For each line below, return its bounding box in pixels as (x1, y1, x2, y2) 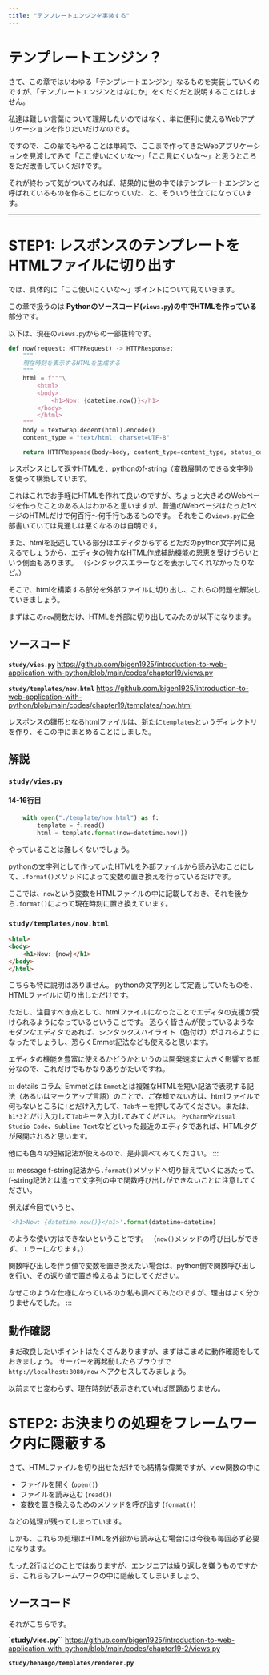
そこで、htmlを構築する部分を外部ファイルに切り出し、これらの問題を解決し (8, 584, 261, 594)
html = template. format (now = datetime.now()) (37, 829, 188, 837)
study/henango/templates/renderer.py (8, 1659, 134, 1667)
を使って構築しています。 (8, 473, 92, 483)
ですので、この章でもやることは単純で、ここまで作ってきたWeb (8, 141, 219, 151)
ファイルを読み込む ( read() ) (19, 1490, 112, 1499)
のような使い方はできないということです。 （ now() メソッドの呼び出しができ (8, 1234, 259, 1243)
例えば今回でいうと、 (8, 1203, 78, 1212)
